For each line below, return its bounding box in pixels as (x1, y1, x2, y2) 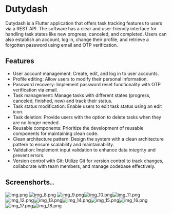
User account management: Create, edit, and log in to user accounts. (12, 70, 159, 76)
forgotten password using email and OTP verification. (5, 42, 118, 48)
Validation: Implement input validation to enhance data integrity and (12, 147, 156, 153)
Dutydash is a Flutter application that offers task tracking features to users (5, 20, 163, 26)
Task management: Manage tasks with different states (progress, (12, 92, 150, 98)
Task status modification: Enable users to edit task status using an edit (12, 103, 162, 109)
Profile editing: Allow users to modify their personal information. (12, 75, 148, 82)
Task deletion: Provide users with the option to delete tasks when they (12, 114, 162, 120)
